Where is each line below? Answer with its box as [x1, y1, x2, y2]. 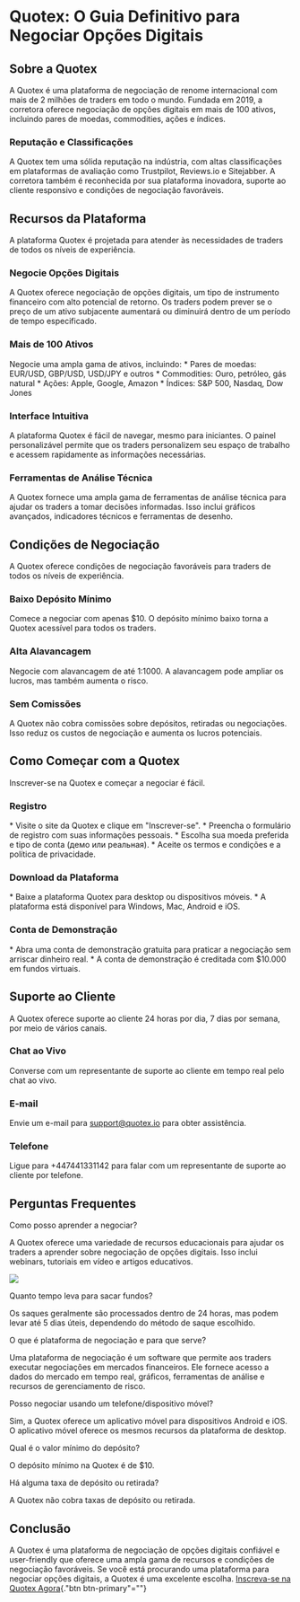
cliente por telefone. [9, 1170, 83, 1181]
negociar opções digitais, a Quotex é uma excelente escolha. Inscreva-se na [9, 1573, 291, 1584]
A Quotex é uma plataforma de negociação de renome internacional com [9, 85, 278, 95]
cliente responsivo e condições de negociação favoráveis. [9, 185, 224, 196]
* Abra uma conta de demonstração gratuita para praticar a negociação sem [9, 944, 292, 955]
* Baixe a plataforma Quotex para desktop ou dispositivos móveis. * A [9, 892, 267, 902]
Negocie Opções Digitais [9, 267, 119, 279]
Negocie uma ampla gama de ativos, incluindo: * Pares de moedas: [9, 358, 257, 369]
